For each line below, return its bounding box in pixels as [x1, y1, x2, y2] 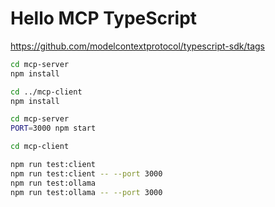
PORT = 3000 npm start [10, 123, 97, 134]
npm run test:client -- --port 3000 [10, 168, 163, 179]
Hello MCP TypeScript [10, 7, 198, 30]
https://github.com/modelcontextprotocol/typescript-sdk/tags [10, 40, 265, 52]
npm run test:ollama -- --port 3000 [10, 187, 163, 197]
